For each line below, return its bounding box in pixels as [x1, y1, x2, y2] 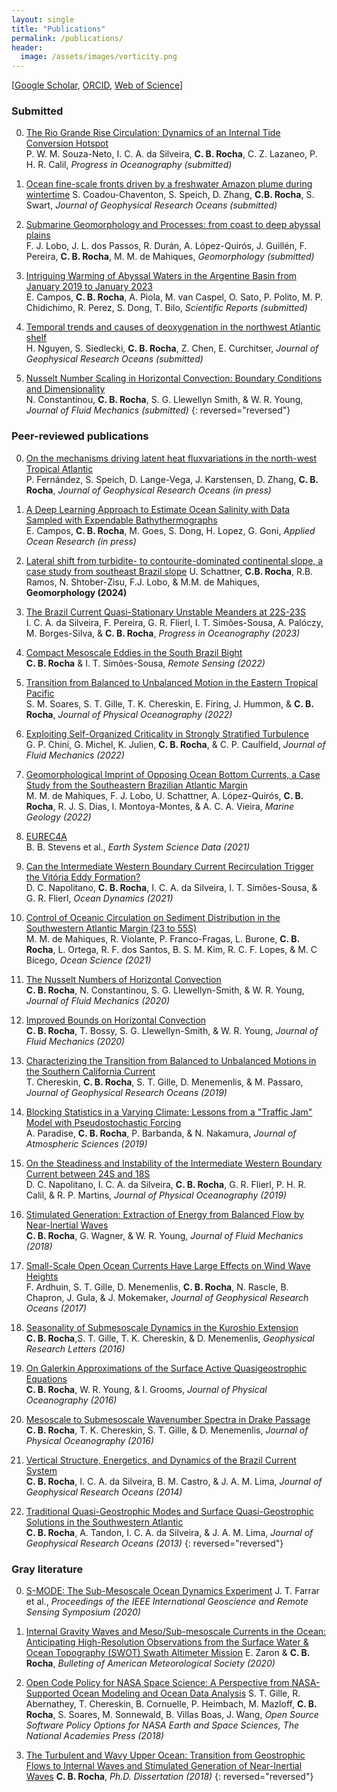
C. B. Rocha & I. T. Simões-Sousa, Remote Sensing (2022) [25, 657, 266, 669]
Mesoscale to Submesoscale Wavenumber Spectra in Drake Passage [25, 1413, 311, 1425]
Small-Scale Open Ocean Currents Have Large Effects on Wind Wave [25, 1259, 311, 1271]
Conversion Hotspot [25, 137, 109, 150]
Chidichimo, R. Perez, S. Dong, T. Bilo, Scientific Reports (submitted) [25, 302, 308, 314]
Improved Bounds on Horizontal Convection [25, 1014, 207, 1026]
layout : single [11, 14, 75, 25]
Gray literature [11, 1562, 84, 1576]
